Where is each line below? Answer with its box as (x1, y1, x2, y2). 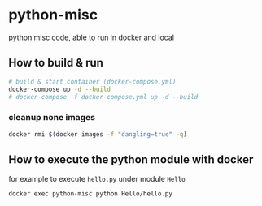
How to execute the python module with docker (8, 152, 254, 166)
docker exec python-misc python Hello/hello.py (8, 190, 173, 198)
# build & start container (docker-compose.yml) (8, 77, 177, 86)
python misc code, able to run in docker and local (8, 32, 175, 42)
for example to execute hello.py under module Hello (8, 174, 186, 184)
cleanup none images (8, 112, 96, 123)
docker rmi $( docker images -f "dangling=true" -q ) (8, 130, 187, 139)
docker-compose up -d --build (8, 85, 111, 93)
